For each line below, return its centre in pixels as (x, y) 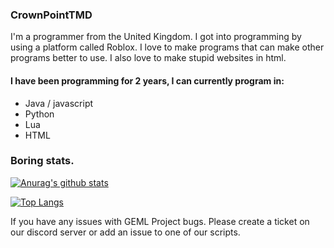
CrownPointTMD (51, 15)
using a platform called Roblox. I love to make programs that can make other (167, 47)
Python (39, 114)
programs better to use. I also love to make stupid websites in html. (148, 58)
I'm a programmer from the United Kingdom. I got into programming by (156, 37)
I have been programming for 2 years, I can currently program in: (147, 80)
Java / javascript (59, 103)
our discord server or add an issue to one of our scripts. (125, 232)
